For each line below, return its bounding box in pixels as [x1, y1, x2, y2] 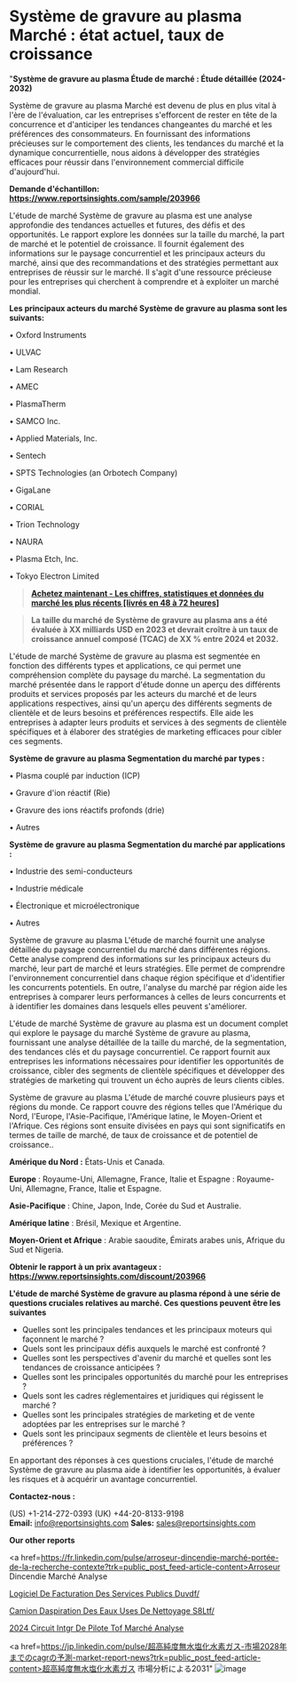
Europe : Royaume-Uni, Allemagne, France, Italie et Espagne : [9, 1174, 235, 1184]
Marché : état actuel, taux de [9, 25, 224, 45]
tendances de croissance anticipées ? [21, 1362, 161, 1373]
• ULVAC [9, 347, 42, 357]
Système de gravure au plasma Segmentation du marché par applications [9, 838, 285, 850]
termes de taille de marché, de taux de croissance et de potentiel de [9, 1129, 259, 1140]
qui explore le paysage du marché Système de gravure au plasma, [9, 1027, 251, 1038]
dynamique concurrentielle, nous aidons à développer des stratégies [9, 147, 260, 157]
